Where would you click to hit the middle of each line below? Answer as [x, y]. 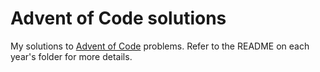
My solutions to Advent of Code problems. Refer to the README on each [160, 46]
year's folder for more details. [71, 56]
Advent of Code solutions [118, 18]
